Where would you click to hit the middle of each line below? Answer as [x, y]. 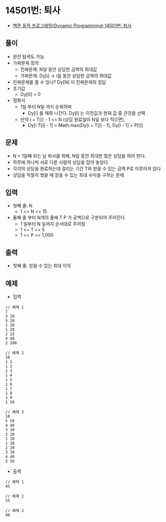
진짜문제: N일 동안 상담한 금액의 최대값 [59, 69]
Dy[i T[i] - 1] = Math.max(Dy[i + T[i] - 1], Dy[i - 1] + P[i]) [86, 125]
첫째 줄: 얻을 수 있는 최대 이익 [42, 266]
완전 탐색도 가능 [28, 56]
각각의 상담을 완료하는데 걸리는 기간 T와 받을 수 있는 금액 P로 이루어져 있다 [87, 169]
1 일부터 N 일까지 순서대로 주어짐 [53, 224]
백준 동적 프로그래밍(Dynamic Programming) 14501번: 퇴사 [72, 26]
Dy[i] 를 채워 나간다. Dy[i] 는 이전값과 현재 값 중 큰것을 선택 [87, 113]
